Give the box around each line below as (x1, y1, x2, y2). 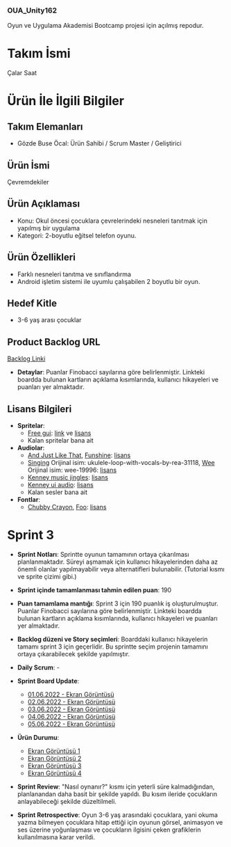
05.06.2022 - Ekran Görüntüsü (27, 720, 116, 729)
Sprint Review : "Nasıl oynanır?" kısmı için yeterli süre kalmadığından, (17, 782, 215, 791)
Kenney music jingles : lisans (27, 473, 109, 482)
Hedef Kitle (7, 298, 58, 310)
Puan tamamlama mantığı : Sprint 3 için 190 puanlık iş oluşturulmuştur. (17, 599, 219, 608)
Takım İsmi (7, 46, 71, 61)
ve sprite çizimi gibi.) (17, 573, 77, 581)
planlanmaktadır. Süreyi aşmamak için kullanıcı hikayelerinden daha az (17, 557, 219, 566)
